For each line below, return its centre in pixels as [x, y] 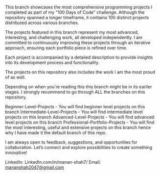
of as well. [15, 77]
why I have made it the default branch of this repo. [56, 133]
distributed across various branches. [42, 23]
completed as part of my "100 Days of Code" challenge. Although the [75, 12]
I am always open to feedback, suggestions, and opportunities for [71, 142]
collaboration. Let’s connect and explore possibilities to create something [79, 147]
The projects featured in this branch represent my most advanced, [72, 32]
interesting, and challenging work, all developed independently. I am [74, 37]
